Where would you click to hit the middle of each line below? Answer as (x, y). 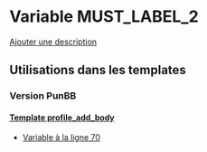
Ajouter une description (53, 42)
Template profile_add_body (62, 117)
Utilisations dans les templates (98, 70)
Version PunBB (43, 96)
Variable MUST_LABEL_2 (104, 17)
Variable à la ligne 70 (61, 138)
